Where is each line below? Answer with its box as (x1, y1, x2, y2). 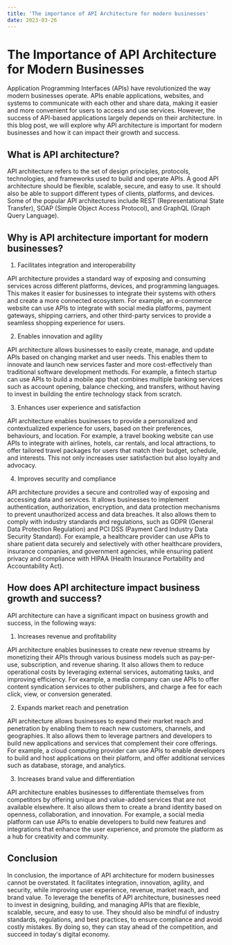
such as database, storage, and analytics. (7, 761, 126, 769)
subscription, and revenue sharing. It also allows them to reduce (20, 660, 204, 668)
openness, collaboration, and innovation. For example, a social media (7, 810, 204, 819)
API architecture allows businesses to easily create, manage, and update (7, 345, 215, 354)
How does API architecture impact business (7, 582, 200, 594)
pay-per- (190, 652, 216, 661)
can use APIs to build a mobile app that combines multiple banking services (7, 375, 223, 384)
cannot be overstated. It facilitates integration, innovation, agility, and (7, 878, 204, 887)
